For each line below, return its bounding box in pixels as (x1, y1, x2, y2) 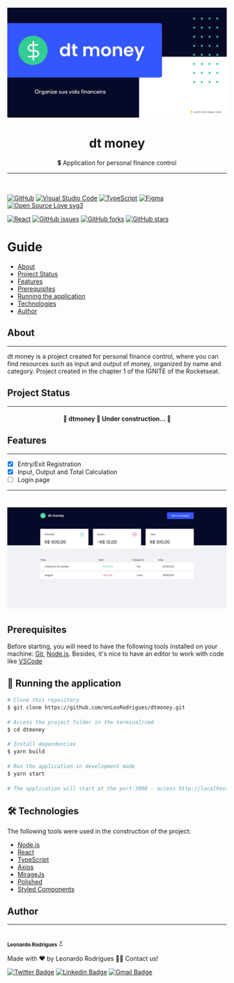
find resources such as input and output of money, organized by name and (7, 359, 221, 368)
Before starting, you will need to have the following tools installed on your (7, 643, 218, 651)
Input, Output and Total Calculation (17, 467, 118, 476)
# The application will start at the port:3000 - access (7, 785, 176, 792)
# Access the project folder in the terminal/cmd (7, 719, 155, 726)
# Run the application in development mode (7, 763, 136, 770)
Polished (17, 878, 43, 886)
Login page (17, 476, 50, 484)
